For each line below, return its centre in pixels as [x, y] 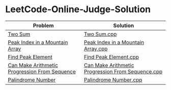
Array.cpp [96, 48]
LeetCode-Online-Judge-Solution [78, 9]
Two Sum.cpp [100, 34]
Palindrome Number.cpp [113, 80]
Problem [44, 25]
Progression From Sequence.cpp [123, 71]
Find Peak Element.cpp [111, 57]
